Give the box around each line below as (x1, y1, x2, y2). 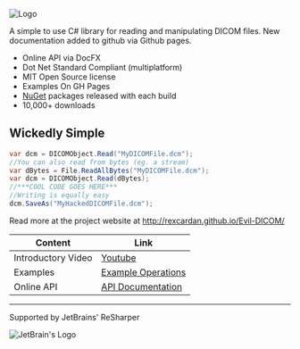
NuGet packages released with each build (21, 90, 177, 101)
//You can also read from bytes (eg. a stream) (9, 157, 190, 167)
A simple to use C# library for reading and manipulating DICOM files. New (9, 26, 280, 36)
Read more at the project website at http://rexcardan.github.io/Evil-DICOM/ (9, 215, 285, 226)
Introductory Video (13, 251, 93, 263)
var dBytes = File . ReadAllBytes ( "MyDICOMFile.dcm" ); (9, 166, 210, 175)
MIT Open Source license (21, 71, 116, 82)
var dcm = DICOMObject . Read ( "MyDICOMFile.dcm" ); (9, 149, 194, 158)
